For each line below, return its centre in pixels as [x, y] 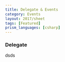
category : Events [23, 14]
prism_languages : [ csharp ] [33, 28]
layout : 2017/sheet [25, 19]
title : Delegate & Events [32, 10]
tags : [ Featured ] [23, 23]
